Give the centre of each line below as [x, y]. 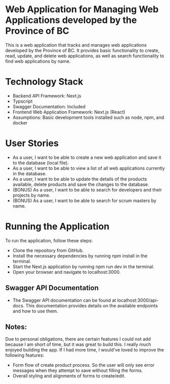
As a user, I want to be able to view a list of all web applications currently [89, 168]
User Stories [32, 143]
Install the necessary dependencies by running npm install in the [80, 255]
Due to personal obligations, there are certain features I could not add [78, 339]
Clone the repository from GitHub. [48, 250]
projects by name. [31, 195]
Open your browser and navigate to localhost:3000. [66, 272]
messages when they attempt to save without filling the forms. [78, 371]
